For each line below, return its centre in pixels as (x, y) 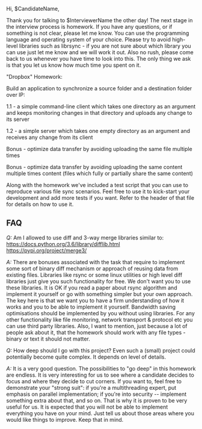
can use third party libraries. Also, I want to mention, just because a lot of (97, 326)
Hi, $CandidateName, (33, 9)
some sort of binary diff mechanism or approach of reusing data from (92, 268)
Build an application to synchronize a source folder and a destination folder (99, 88)
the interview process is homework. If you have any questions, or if (89, 27)
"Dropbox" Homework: (35, 77)
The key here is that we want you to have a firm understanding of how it (95, 300)
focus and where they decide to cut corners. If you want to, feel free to (94, 381)
